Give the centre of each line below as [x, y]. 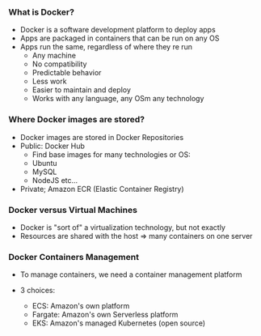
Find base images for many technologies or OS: [112, 154]
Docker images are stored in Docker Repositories [102, 137]
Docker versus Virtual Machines [73, 210]
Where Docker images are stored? [77, 120]
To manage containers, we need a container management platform [131, 274]
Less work [49, 81]
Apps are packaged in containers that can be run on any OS [120, 38]
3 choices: [38, 291]
